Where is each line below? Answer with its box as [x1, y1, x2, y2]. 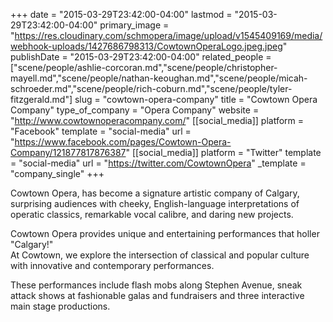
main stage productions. [10, 300, 111, 312]
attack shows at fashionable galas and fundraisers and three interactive [10, 290, 305, 301]
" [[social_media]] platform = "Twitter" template [125, 147, 322, 158]
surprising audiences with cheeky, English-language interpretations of [10, 198, 300, 209]
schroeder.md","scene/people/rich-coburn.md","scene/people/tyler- [10, 83, 293, 94]
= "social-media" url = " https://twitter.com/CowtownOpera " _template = [10, 157, 307, 169]
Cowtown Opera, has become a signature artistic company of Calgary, [10, 187, 300, 199]
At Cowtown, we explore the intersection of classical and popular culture [10, 249, 310, 261]
